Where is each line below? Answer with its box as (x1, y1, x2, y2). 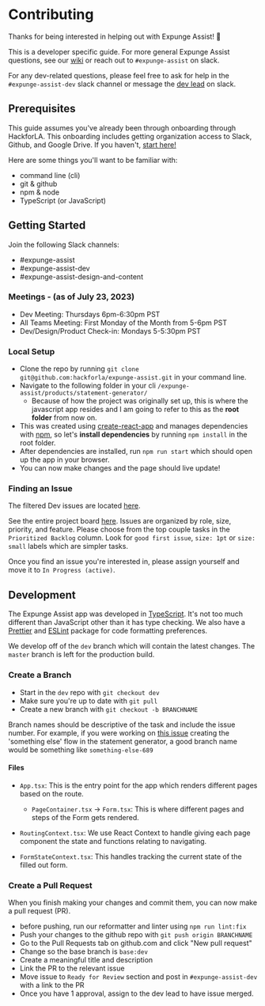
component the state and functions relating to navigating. (19, 836, 207, 845)
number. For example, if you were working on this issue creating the (8, 728, 229, 737)
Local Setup (8, 346, 55, 357)
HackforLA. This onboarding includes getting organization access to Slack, (8, 131, 252, 141)
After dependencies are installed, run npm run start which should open (19, 447, 253, 456)
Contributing (8, 6, 94, 24)
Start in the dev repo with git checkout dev (19, 687, 160, 697)
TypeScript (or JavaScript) (19, 195, 107, 205)
